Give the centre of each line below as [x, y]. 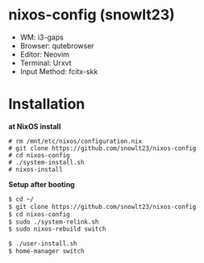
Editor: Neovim [45, 54]
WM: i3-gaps [42, 37]
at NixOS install [35, 126]
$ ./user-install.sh [43, 244]
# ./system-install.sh [46, 162]
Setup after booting [42, 184]
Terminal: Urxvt [46, 63]
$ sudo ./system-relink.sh [54, 222]
